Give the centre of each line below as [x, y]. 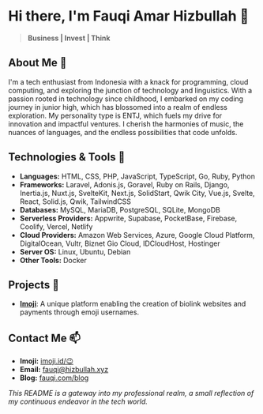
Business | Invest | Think [69, 38]
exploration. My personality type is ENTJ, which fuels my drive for [115, 115]
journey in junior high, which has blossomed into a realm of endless [118, 107]
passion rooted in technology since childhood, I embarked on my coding [126, 99]
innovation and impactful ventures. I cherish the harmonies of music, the [126, 124]
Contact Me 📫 [45, 338]
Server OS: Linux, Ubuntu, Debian [75, 251]
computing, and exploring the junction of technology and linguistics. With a [130, 90]
